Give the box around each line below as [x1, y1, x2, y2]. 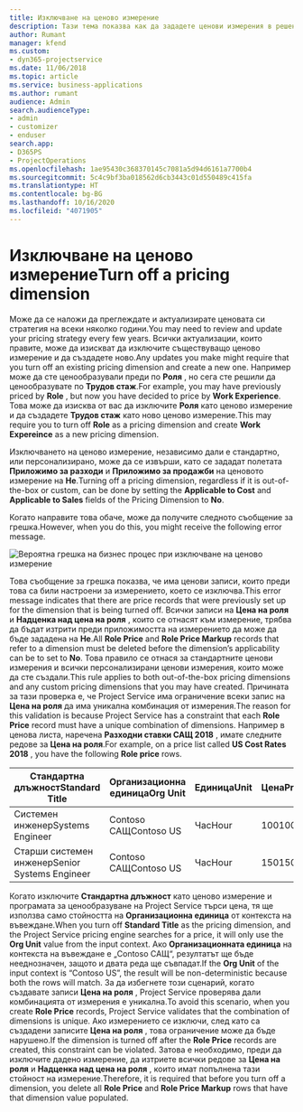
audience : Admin [9, 97, 70, 107]
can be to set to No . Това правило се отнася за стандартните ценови [9, 652, 273, 663]
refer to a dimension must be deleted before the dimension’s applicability [9, 642, 280, 653]
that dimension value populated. [9, 1092, 129, 1103]
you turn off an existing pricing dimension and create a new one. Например [9, 361, 291, 372]
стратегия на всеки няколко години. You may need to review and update [9, 322, 282, 334]
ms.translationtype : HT [9, 182, 99, 191]
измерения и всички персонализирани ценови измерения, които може [9, 661, 284, 673]
